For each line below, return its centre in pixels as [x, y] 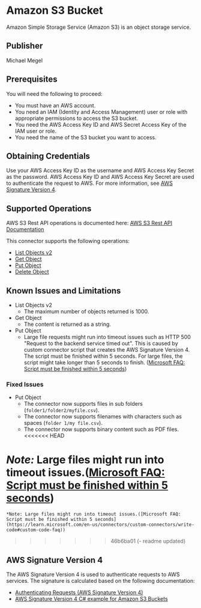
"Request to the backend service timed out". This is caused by [101, 343]
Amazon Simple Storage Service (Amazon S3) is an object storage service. [99, 27]
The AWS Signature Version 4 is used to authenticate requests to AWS [93, 574]
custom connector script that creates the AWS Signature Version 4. [107, 350]
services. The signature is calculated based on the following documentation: [100, 581]
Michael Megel [25, 60]
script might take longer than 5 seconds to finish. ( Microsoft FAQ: [104, 363]
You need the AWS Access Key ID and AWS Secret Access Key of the [101, 124]
